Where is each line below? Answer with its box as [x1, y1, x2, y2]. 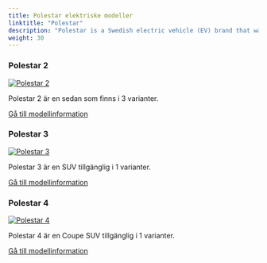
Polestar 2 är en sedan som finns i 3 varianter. [8, 93, 159, 103]
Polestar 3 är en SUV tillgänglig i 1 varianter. [8, 162, 151, 172]
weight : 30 [8, 33, 44, 42]
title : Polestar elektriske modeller [8, 11, 133, 20]
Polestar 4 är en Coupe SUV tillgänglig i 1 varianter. [8, 231, 175, 241]
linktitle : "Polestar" [8, 19, 83, 27]
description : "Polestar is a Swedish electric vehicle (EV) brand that [8, 26, 250, 34]
